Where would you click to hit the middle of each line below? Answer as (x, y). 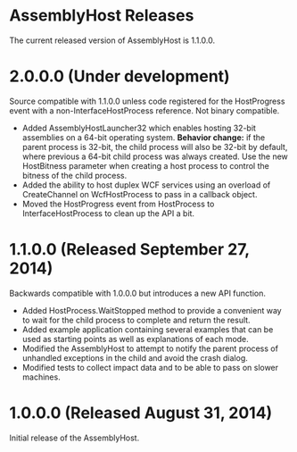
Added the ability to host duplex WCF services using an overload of (146, 185)
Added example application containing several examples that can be (148, 329)
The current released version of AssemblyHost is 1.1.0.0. (112, 40)
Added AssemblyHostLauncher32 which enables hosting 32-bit (139, 128)
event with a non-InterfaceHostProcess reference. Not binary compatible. (144, 110)
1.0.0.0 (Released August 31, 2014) (141, 413)
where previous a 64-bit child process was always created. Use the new (155, 156)
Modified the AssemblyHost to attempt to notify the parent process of (150, 348)
